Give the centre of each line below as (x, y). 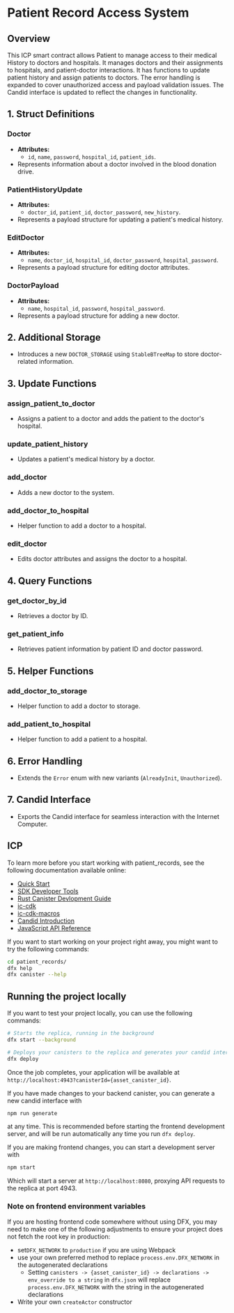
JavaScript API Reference (54, 928)
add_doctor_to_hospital (48, 510)
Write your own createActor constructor (75, 1302)
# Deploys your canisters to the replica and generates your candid (109, 1052)
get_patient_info (36, 634)
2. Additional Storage (54, 337)
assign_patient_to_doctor (51, 404)
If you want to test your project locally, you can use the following (100, 1013)
